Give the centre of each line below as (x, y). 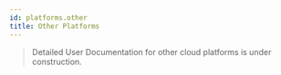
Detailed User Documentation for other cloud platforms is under (151, 52)
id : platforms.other (49, 18)
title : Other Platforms (55, 26)
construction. (57, 61)
